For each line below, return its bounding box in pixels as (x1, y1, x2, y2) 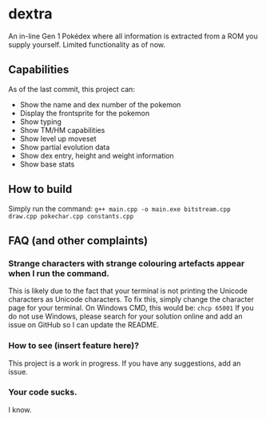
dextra (8, 5, 53, 23)
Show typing (19, 117, 62, 126)
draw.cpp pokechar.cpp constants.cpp (8, 212, 134, 220)
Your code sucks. (8, 387, 77, 398)
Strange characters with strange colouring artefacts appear (8, 258, 245, 269)
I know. (8, 405, 32, 415)
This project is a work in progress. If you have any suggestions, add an (8, 358, 241, 368)
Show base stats (19, 159, 75, 169)
